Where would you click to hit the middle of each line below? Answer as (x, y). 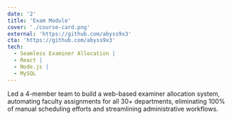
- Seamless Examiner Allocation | (65, 54)
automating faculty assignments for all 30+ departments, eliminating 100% (116, 101)
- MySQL (25, 73)
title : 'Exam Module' (39, 21)
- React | (28, 60)
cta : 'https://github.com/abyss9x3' (61, 40)
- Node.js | (32, 67)
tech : (15, 47)
